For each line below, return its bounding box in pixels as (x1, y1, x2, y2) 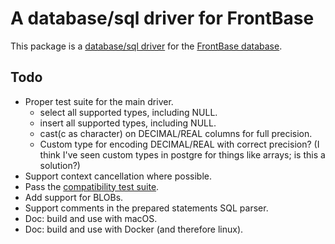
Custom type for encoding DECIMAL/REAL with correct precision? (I (39, 138, 320, 150)
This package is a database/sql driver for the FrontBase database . (10, 40, 283, 52)
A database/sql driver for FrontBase (10, 7, 315, 30)
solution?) (39, 159, 81, 171)
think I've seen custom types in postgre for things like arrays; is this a (39, 148, 326, 161)
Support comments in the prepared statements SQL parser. (24, 202, 269, 214)
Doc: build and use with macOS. (24, 212, 158, 224)
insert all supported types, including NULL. (39, 117, 217, 129)
